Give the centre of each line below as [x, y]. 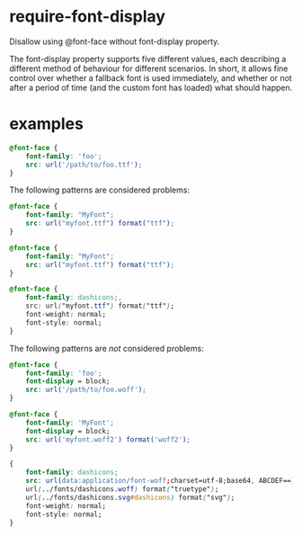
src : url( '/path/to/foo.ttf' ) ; [84, 165]
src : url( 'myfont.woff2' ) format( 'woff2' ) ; [108, 439]
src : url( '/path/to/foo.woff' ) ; [86, 390]
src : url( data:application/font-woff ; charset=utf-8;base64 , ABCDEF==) [160, 481]
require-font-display [88, 17]
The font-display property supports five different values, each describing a [148, 58]
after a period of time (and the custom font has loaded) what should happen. [151, 87]
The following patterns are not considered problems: [107, 348]
